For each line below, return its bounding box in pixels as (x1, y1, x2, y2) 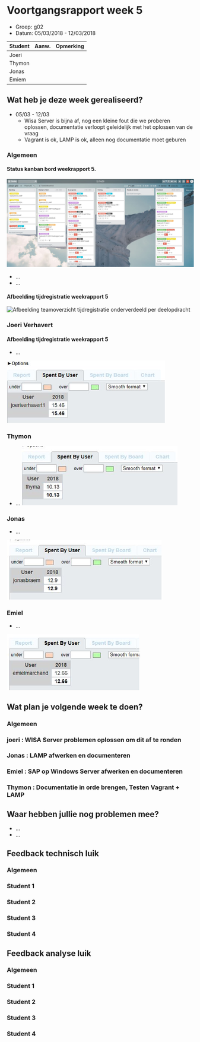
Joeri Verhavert (7, 321, 53, 330)
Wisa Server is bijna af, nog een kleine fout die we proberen (24, 117, 171, 124)
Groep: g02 (15, 23, 44, 30)
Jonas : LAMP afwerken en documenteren (7, 752, 131, 760)
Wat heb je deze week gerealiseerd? (7, 95, 143, 105)
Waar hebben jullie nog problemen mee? (7, 809, 159, 819)
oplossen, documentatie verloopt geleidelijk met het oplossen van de (24, 123, 193, 131)
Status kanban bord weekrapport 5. (7, 166, 97, 173)
